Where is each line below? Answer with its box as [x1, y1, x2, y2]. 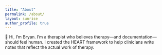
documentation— [122, 34, 157, 40]
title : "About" [5, 7, 36, 12]
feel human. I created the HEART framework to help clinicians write [19, 39, 154, 45]
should [5, 39, 19, 45]
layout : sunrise [5, 16, 38, 21]
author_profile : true [5, 20, 49, 26]
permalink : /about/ [5, 12, 45, 17]
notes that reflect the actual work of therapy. [5, 44, 95, 50]
